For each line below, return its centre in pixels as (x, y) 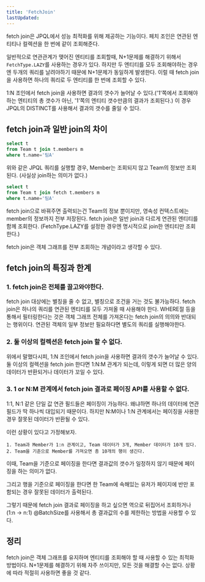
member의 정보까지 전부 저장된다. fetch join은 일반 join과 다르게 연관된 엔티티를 (102, 218)
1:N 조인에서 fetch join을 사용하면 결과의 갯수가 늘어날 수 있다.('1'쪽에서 (92, 93)
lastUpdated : (23, 18)
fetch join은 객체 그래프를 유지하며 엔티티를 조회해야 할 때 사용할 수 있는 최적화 (100, 557)
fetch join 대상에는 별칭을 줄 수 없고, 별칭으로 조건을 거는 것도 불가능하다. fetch (101, 302)
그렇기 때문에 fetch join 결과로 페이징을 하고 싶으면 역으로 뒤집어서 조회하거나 (99, 505)
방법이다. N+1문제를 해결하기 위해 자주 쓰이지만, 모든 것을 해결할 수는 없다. (95, 565)
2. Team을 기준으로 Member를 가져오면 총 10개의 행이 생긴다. (76, 451)
